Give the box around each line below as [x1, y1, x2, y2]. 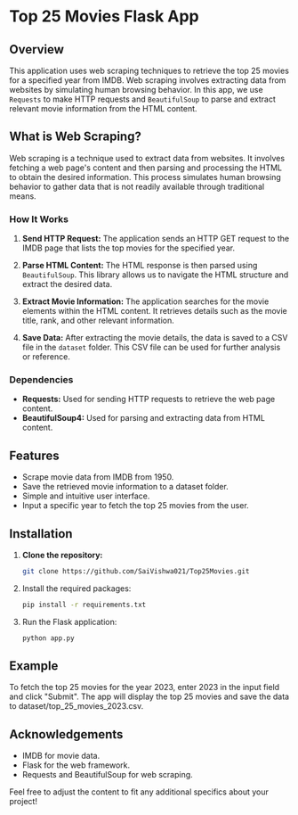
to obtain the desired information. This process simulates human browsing [9, 171, 282, 182]
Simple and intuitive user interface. [21, 490, 150, 501]
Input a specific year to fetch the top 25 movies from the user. [21, 500, 249, 511]
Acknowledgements [9, 727, 124, 742]
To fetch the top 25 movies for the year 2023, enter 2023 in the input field [9, 682, 280, 693]
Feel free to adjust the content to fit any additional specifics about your [9, 786, 270, 797]
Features [9, 448, 60, 463]
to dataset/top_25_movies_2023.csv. [9, 701, 144, 712]
